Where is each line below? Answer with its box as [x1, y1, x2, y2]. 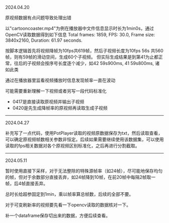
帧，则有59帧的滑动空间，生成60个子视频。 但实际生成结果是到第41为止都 [5, 54, 158, 60]
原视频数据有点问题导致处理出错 [5, 15, 71, 21]
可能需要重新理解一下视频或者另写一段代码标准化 [5, 88, 107, 94]
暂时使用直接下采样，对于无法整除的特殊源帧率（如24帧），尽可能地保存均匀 [5, 168, 163, 174]
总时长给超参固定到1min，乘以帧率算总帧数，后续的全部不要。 [5, 191, 134, 197]
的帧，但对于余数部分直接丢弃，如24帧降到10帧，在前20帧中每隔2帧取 [5, 174, 151, 180]
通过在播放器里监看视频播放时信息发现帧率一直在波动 [5, 78, 116, 83]
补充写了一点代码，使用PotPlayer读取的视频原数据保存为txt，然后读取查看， [5, 130, 162, 136]
